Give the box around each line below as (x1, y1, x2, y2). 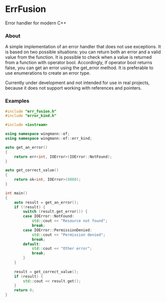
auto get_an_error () (5, 145, 48, 150)
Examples (5, 98, 30, 104)
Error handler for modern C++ (5, 20, 67, 26)
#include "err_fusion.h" (5, 108, 57, 114)
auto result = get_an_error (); (14, 200, 79, 205)
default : (23, 241, 41, 247)
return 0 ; (14, 288, 35, 293)
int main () (5, 191, 28, 196)
